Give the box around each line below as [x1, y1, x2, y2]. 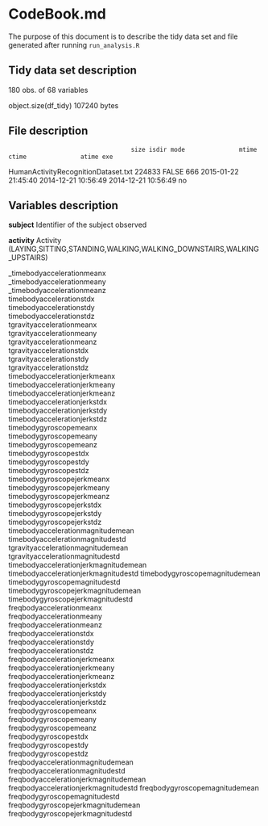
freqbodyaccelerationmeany [8, 611, 103, 622]
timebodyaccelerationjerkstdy [8, 405, 108, 416]
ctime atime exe [8, 153, 113, 161]
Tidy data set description [8, 64, 137, 78]
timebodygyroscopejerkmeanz [8, 492, 110, 501]
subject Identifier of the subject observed [8, 220, 147, 230]
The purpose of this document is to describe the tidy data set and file [8, 31, 238, 41]
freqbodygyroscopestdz [8, 748, 89, 759]
